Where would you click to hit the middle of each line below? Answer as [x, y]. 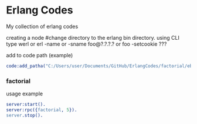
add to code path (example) [40, 55]
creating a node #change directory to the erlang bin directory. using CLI [93, 37]
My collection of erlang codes [42, 26]
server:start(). [26, 105]
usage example [24, 94]
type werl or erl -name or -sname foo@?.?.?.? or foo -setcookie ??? [86, 44]
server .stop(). [25, 115]
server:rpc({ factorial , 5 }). [42, 110]
